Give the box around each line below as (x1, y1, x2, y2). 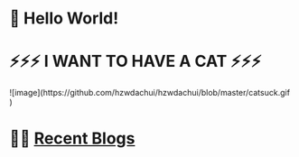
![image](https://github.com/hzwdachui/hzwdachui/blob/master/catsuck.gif (9, 88, 291, 98)
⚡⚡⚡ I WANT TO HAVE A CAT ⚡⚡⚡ (9, 51, 262, 71)
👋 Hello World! (9, 8, 119, 29)
